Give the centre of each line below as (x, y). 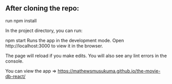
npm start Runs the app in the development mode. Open (65, 40)
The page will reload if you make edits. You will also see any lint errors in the (86, 55)
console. (15, 61)
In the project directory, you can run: (44, 31)
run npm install (21, 20)
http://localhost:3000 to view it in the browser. (54, 46)
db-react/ (15, 76)
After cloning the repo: (42, 8)
